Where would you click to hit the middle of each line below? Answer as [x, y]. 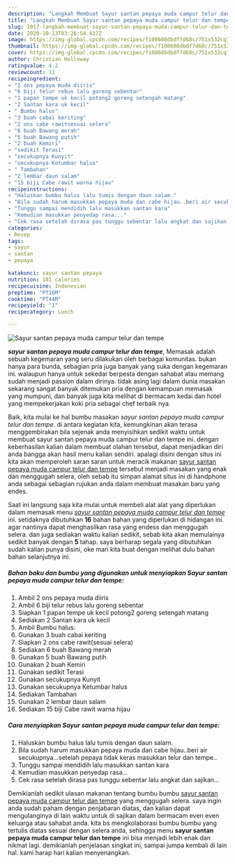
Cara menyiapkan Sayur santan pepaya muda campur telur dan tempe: [114, 725]
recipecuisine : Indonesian [47, 286]
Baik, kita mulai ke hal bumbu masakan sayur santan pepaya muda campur [116, 417]
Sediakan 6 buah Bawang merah [65, 650]
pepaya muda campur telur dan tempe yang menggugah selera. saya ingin [115, 800]
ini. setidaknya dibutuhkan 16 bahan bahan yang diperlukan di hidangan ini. [116, 520]
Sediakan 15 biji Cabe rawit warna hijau [74, 709]
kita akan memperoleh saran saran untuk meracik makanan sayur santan [112, 461]
